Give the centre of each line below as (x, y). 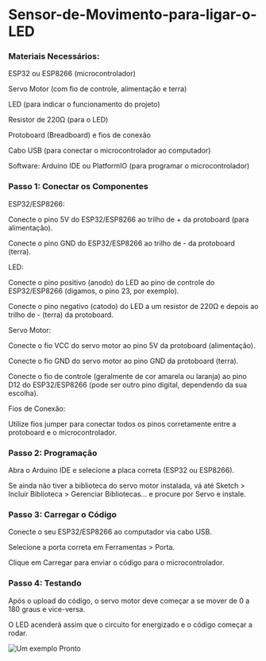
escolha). (23, 393)
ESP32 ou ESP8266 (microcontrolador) (72, 74)
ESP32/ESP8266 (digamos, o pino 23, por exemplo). (94, 291)
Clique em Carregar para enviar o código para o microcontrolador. (116, 562)
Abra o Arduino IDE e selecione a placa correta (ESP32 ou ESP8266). (121, 470)
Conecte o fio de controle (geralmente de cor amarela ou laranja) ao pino (128, 376)
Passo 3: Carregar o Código (62, 514)
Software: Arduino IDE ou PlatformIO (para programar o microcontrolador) (129, 166)
